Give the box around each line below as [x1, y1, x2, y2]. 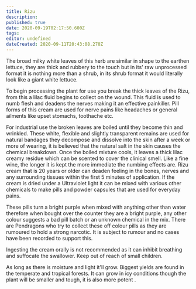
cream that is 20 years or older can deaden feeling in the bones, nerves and [6, 167, 189, 174]
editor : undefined [6, 36, 51, 42]
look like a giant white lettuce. [6, 76, 78, 83]
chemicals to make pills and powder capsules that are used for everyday [6, 186, 181, 193]
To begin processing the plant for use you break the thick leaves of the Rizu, [6, 87, 190, 94]
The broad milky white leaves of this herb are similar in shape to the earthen [6, 57, 190, 64]
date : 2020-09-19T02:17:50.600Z [6, 25, 85, 31]
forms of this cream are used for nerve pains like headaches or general [6, 106, 177, 113]
